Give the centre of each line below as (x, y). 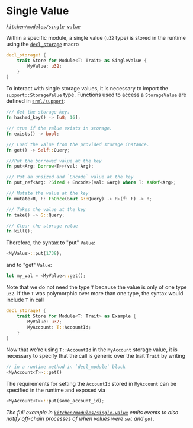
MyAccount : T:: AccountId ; (59, 327)
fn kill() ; (20, 231)
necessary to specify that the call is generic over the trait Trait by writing (96, 356)
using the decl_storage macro (43, 44)
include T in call (25, 300)
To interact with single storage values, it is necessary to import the (87, 89)
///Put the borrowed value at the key (54, 161)
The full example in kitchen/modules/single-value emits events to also (92, 412)
